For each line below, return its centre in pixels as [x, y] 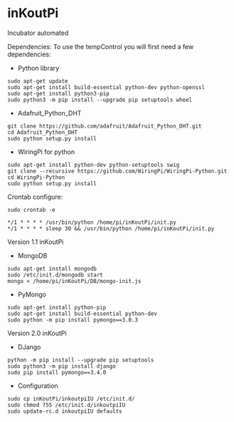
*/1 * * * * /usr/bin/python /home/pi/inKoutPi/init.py [92, 222]
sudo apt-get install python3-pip [59, 93]
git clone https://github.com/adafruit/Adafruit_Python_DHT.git [105, 126]
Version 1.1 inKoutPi [36, 242]
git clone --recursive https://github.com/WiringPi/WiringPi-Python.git [117, 171]
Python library [38, 68]
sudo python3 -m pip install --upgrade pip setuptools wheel [100, 100]
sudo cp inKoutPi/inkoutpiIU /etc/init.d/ [71, 398]
